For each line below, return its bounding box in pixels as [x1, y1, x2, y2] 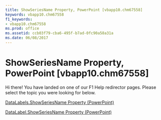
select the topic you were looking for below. [5, 89, 96, 95]
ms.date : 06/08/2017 [5, 36, 49, 41]
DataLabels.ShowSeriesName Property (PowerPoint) [5, 99, 114, 105]
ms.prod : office [5, 26, 39, 31]
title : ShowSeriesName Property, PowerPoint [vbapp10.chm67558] [5, 7, 143, 13]
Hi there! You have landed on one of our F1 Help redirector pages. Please [5, 84, 156, 90]
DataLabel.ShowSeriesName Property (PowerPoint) [5, 109, 112, 115]
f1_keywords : [5, 17, 33, 22]
